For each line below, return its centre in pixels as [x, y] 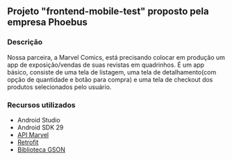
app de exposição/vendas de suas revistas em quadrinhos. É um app [106, 65]
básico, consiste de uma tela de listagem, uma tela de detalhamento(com [112, 72]
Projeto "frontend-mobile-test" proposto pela [108, 11]
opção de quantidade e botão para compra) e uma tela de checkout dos [110, 79]
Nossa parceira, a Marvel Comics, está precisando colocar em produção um [116, 57]
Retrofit [28, 142]
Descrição [25, 42]
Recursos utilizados [41, 105]
